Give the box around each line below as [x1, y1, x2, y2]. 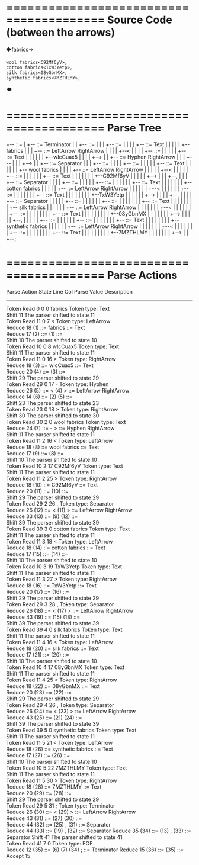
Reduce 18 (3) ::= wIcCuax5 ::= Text [6, 362, 94, 369]
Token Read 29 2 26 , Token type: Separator [6, 500, 114, 507]
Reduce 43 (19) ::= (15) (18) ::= [6, 613, 81, 620]
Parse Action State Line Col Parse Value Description [6, 288, 133, 295]
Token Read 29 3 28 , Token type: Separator [6, 600, 114, 607]
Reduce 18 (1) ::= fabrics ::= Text [6, 324, 85, 331]
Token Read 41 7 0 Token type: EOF [6, 840, 93, 847]
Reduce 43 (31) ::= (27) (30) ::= [6, 815, 82, 822]
